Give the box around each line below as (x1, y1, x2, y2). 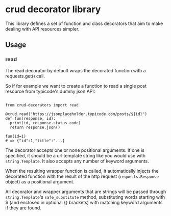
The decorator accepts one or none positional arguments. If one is (5, 147, 144, 153)
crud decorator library (5, 4, 101, 15)
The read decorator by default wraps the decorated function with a (5, 67, 146, 73)
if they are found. (5, 205, 42, 211)
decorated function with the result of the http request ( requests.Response (5, 173, 159, 179)
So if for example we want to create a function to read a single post (5, 83, 147, 89)
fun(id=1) (5, 133, 27, 139)
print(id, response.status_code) (10, 120, 81, 125)
